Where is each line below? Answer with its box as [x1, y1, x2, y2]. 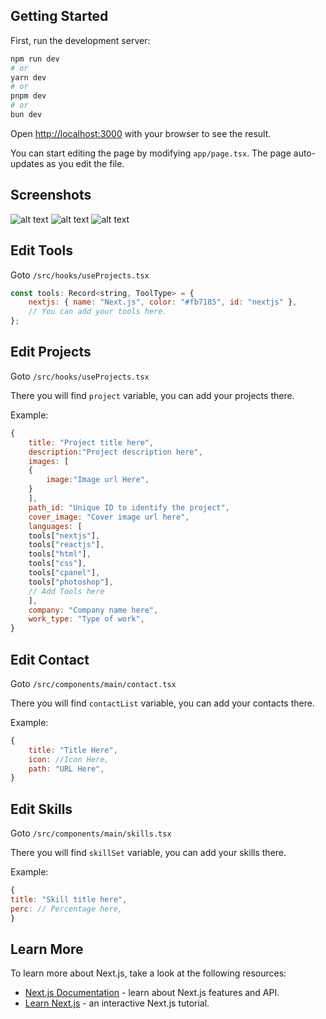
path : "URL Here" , [28, 764, 105, 774]
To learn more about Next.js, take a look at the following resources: [10, 967, 287, 979]
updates [10, 157, 45, 169]
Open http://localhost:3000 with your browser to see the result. [10, 127, 272, 139]
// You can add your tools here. [28, 307, 168, 317]
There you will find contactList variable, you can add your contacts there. [10, 697, 315, 709]
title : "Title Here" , [28, 745, 118, 755]
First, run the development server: [10, 34, 151, 46]
